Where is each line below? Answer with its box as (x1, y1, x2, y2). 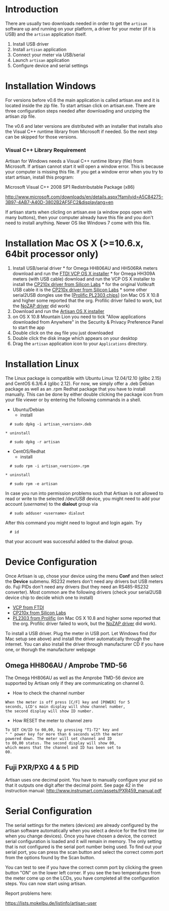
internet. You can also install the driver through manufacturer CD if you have (5, 641, 164, 647)
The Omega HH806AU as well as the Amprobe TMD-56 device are (5, 675, 144, 681)
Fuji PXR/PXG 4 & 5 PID (5, 763, 79, 772)
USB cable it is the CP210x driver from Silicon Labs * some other (12, 287, 148, 293)
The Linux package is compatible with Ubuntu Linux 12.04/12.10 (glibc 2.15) (5, 375, 161, 381)
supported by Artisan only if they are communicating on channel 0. (5, 680, 145, 686)
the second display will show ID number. (5, 709, 94, 714)
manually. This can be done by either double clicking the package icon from (5, 392, 163, 398)
